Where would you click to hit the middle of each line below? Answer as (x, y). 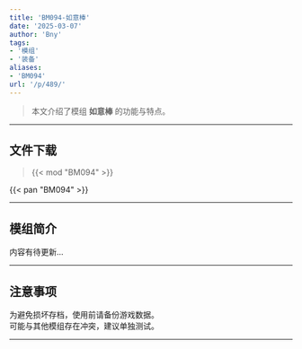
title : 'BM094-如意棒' (50, 17)
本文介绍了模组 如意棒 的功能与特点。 (101, 111)
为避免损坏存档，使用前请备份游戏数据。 (84, 315)
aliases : (26, 68)
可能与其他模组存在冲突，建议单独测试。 (84, 326)
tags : (19, 43)
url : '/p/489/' (38, 84)
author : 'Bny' (36, 34)
